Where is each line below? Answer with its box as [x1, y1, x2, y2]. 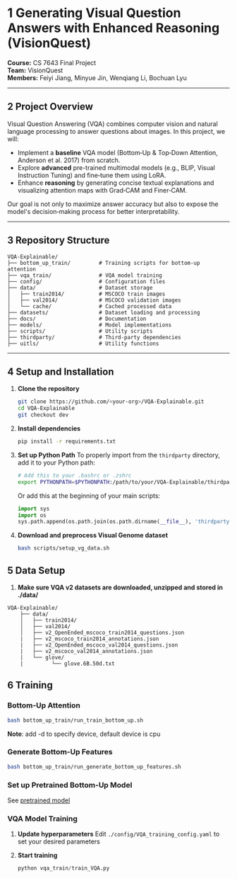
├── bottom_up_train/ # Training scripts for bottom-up [7, 259, 200, 266]
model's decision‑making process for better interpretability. [7, 207, 180, 215]
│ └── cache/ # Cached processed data [7, 302, 172, 310]
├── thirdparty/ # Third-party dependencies [7, 334, 181, 341]
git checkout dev [17, 412, 69, 419]
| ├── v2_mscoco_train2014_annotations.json [20, 635, 159, 642]
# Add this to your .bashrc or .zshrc [17, 472, 132, 479]
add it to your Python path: [17, 458, 95, 467]
